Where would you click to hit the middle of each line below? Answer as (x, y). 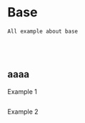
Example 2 (23, 112)
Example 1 (22, 91)
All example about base (43, 31)
